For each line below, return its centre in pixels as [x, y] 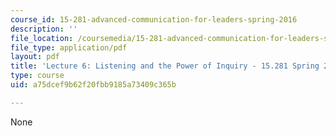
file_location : [42, 38]
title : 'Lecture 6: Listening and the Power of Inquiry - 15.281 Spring [165, 66]
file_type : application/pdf [69, 47]
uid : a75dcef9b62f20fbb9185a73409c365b [93, 85]
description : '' [44, 29]
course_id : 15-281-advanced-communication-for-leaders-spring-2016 [154, 19]
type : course [37, 76]
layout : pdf [35, 57]
